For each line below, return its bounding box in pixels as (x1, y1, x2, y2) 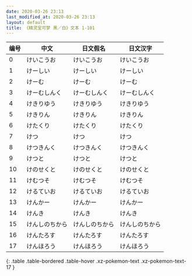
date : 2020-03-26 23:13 (6, 8, 64, 15)
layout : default (6, 19, 46, 25)
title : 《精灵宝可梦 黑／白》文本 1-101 (6, 25, 95, 31)
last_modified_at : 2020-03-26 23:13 (6, 14, 95, 20)
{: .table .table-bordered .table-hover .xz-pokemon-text (6, 258, 140, 265)
